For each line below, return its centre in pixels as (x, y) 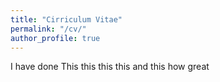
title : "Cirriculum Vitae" (66, 19)
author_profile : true (55, 38)
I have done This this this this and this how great (110, 67)
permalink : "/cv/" (48, 29)
